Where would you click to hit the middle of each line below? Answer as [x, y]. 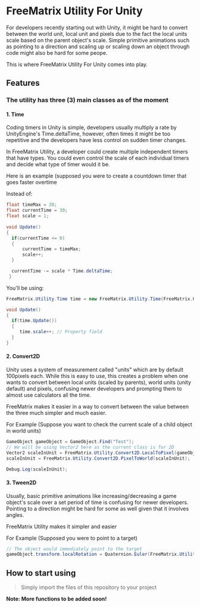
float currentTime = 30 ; [37, 210]
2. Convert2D [23, 357]
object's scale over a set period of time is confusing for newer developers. [97, 502]
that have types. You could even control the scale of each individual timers [98, 158]
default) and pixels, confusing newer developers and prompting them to [94, 389]
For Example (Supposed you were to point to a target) [72, 538]
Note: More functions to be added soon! [57, 599]
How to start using [41, 573]
